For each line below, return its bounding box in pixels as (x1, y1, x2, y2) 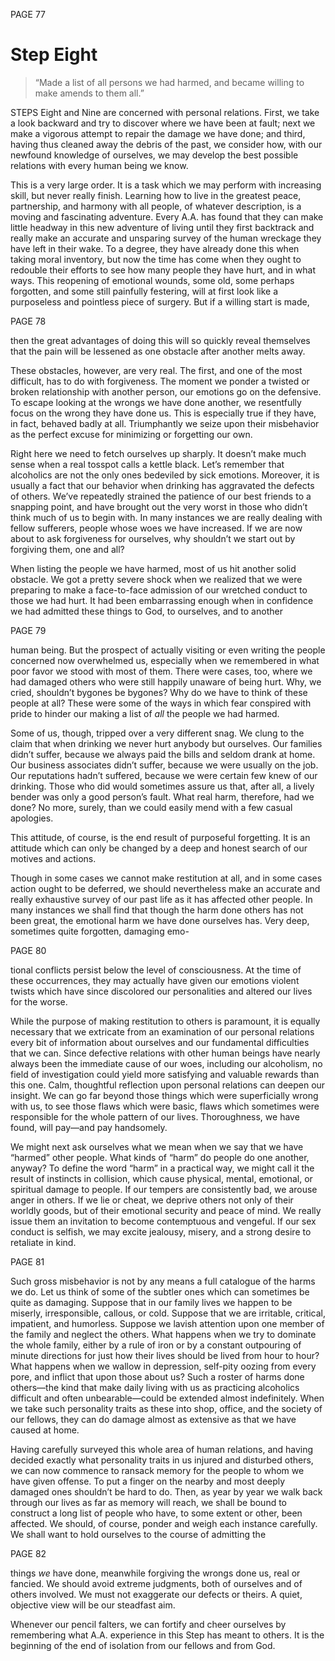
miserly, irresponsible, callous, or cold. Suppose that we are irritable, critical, (10, 1307, 326, 1319)
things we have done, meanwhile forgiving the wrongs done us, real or (10, 1567, 301, 1579)
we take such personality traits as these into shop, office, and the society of (10, 1402, 323, 1414)
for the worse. (10, 995, 68, 1008)
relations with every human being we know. (10, 159, 189, 171)
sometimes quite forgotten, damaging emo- (10, 925, 190, 937)
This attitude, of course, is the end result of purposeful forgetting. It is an (10, 831, 311, 843)
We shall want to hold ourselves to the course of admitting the (10, 1528, 267, 1540)
